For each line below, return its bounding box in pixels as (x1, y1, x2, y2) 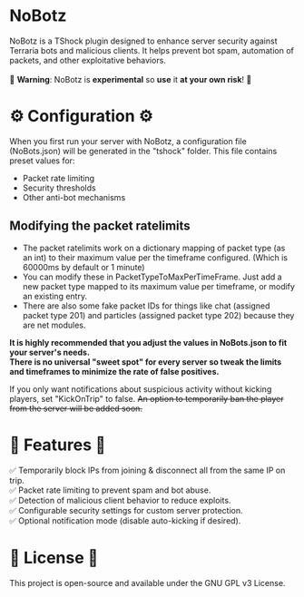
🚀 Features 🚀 (9, 435, 106, 455)
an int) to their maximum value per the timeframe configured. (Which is (22, 251, 289, 263)
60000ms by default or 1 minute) (22, 261, 145, 272)
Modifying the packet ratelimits (9, 219, 191, 234)
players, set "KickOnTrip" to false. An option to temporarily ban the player (9, 393, 284, 404)
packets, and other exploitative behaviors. (9, 54, 166, 65)
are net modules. (22, 319, 86, 330)
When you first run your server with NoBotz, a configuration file (9, 135, 247, 146)
